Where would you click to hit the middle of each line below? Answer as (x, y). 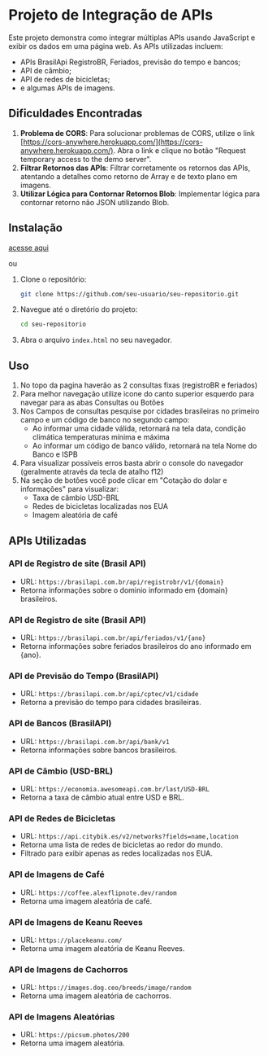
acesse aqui (29, 248)
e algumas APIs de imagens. (67, 88)
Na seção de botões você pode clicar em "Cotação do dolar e (123, 480)
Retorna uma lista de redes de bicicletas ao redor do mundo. (121, 845)
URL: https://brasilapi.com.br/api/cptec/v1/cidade (109, 694)
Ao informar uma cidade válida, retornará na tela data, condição (139, 428)
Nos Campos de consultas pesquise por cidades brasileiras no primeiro (140, 411)
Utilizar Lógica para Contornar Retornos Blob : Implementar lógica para (140, 194)
